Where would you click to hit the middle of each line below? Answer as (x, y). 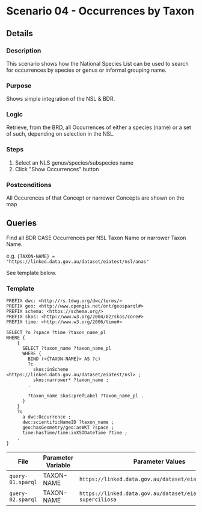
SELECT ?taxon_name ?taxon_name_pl (67, 349)
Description (24, 51)
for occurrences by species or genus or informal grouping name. (86, 70)
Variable (58, 466)
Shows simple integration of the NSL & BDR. (61, 99)
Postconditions (29, 185)
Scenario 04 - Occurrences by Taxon (100, 11)
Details (20, 33)
